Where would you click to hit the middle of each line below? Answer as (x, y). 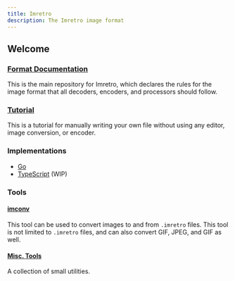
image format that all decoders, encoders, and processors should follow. (113, 92)
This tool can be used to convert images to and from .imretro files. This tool (118, 224)
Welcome (28, 49)
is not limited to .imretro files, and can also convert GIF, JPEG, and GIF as (114, 232)
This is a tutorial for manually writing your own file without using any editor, (116, 125)
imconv (19, 209)
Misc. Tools (25, 256)
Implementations (37, 151)
